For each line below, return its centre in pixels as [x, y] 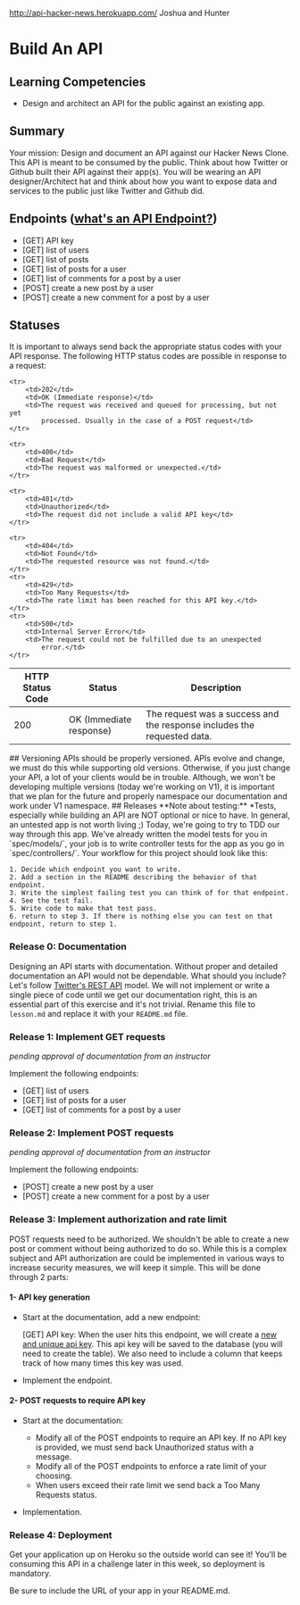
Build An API [56, 49]
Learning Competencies [78, 82]
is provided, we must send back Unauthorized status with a [145, 1447]
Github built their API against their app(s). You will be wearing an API [135, 171]
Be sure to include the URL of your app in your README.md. [120, 1591]
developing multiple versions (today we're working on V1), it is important [142, 787]
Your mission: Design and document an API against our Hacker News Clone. [149, 153]
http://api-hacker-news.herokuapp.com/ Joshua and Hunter [120, 13]
